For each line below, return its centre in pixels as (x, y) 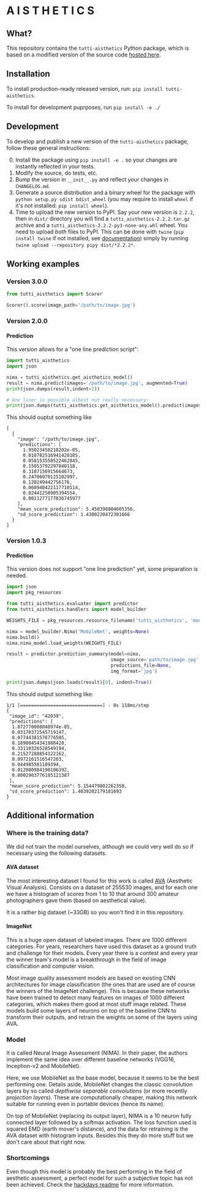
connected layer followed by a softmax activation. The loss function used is (102, 1123)
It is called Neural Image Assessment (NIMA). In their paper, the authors (97, 1053)
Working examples (43, 264)
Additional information (50, 816)
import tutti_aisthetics (38, 361)
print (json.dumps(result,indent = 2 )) (53, 389)
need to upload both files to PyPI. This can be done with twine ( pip (99, 232)
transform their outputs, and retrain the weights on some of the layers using (102, 1017)
